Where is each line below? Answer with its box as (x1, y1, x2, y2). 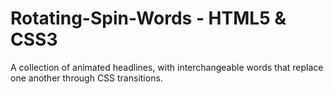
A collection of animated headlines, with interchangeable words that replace (10, 61, 324, 73)
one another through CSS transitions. (10, 72, 163, 84)
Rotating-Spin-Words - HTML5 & (10, 7, 287, 30)
